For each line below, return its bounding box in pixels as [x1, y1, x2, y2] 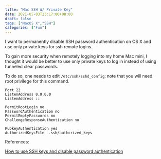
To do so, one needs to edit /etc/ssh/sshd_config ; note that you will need [5, 73, 153, 79]
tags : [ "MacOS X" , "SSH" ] [5, 20, 55, 26]
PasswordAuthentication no [5, 109, 60, 114]
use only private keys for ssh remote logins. [5, 44, 92, 50]
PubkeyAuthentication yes [5, 126, 57, 131]
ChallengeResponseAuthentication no [5, 118, 79, 122]
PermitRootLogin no [5, 105, 45, 110]
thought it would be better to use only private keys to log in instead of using [5, 59, 157, 64]
